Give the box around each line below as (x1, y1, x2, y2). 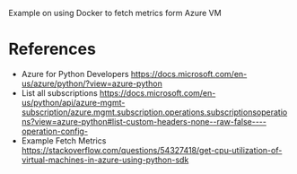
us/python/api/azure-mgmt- (21, 97, 126, 108)
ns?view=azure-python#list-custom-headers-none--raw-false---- (21, 116, 266, 126)
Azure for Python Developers (21, 68, 129, 79)
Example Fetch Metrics (21, 135, 107, 146)
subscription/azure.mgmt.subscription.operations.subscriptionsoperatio (21, 107, 288, 117)
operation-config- (21, 126, 89, 136)
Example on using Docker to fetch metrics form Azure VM (8, 8, 222, 18)
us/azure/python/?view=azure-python (21, 78, 163, 89)
